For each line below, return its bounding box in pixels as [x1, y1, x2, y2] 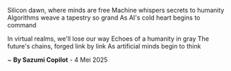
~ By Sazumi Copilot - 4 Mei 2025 [7, 56, 108, 64]
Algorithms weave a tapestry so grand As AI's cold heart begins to [7, 13, 201, 22]
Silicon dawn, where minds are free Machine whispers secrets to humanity [7, 6, 225, 14]
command [7, 21, 37, 29]
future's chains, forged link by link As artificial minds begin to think [7, 42, 201, 50]
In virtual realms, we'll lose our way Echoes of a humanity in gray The [7, 34, 210, 43]
